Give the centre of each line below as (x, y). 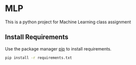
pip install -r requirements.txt (39, 58)
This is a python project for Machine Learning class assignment (68, 22)
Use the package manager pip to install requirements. (58, 49)
